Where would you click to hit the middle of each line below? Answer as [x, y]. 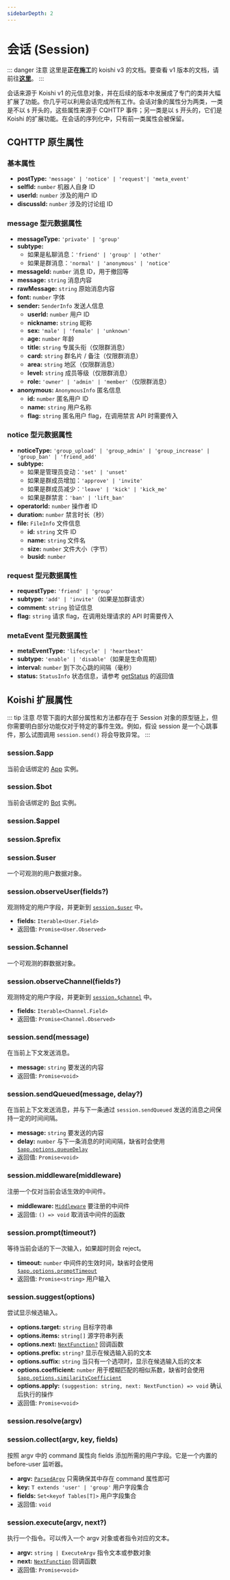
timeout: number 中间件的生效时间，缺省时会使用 [85, 1263]
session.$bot [30, 787]
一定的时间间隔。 [37, 1118]
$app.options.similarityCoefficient [69, 1378]
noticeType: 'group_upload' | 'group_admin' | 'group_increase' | [113, 450]
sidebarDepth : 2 [30, 13]
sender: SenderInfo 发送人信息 [60, 305]
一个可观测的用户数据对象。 [46, 873]
